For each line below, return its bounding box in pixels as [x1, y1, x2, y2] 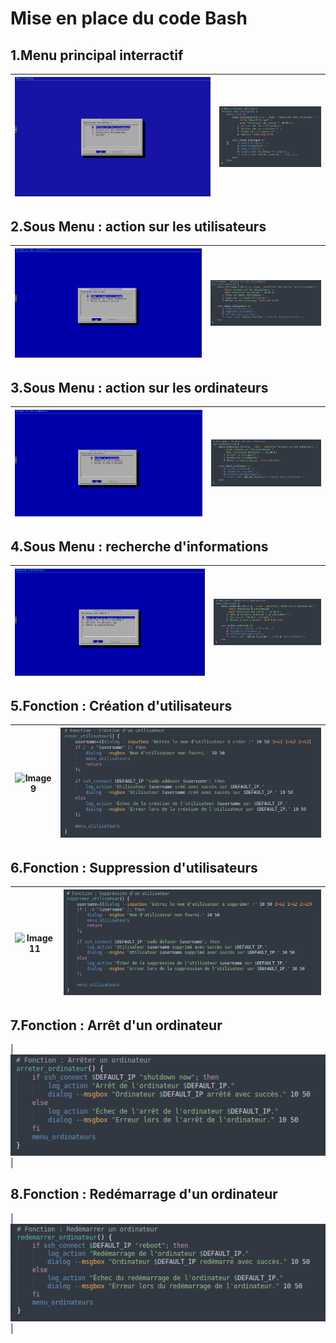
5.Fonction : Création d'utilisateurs [10, 697, 233, 714]
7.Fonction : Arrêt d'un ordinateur [10, 1017, 223, 1034]
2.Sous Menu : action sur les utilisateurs [10, 218, 267, 235]
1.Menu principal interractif [10, 47, 184, 64]
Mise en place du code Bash [10, 7, 248, 30]
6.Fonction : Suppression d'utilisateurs [10, 859, 258, 876]
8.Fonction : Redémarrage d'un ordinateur [10, 1186, 278, 1203]
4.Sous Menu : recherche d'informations [10, 538, 269, 555]
